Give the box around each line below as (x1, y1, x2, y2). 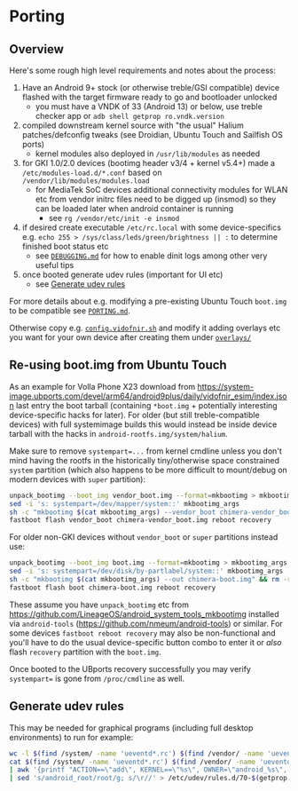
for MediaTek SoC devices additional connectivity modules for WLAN (35, 185, 288, 194)
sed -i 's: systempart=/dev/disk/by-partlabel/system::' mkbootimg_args (9, 566, 284, 576)
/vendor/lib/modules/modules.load (21, 177, 150, 186)
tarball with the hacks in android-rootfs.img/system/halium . (9, 428, 228, 439)
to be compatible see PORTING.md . (9, 305, 130, 316)
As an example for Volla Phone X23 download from (9, 381, 196, 392)
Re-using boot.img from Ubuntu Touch (9, 358, 228, 373)
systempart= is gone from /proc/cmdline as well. (9, 673, 184, 684)
